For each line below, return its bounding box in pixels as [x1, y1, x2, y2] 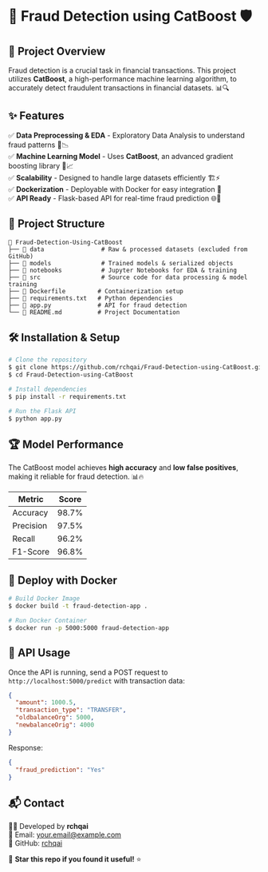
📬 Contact [8, 796, 65, 810]
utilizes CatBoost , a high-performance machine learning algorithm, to [8, 74, 237, 83]
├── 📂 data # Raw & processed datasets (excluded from [8, 245, 248, 253]
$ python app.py [8, 414, 62, 423]
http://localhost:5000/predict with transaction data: [8, 675, 185, 685]
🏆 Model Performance [8, 437, 124, 451]
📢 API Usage [8, 646, 71, 660]
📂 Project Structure [8, 217, 105, 231]
